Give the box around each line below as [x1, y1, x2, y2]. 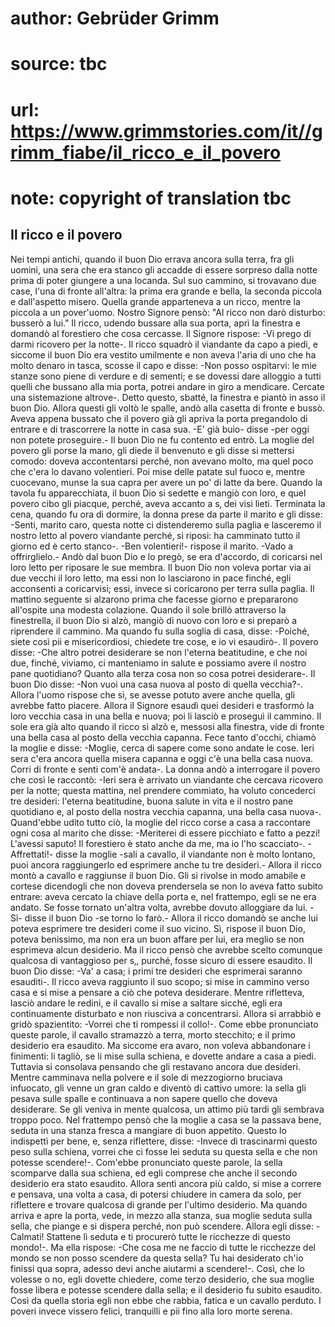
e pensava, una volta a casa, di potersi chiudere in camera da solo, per [10, 1188, 302, 1200]
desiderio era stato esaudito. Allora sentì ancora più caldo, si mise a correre [10, 1177, 322, 1189]
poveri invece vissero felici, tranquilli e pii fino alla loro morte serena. [10, 1305, 293, 1317]
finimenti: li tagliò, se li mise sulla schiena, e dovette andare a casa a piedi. [10, 1050, 317, 1062]
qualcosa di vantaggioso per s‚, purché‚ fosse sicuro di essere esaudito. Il [10, 954, 313, 966]
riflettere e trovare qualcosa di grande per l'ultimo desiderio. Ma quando [10, 1198, 308, 1211]
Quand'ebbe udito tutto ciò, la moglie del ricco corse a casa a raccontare [10, 816, 312, 828]
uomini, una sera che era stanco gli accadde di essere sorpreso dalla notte [10, 263, 318, 276]
